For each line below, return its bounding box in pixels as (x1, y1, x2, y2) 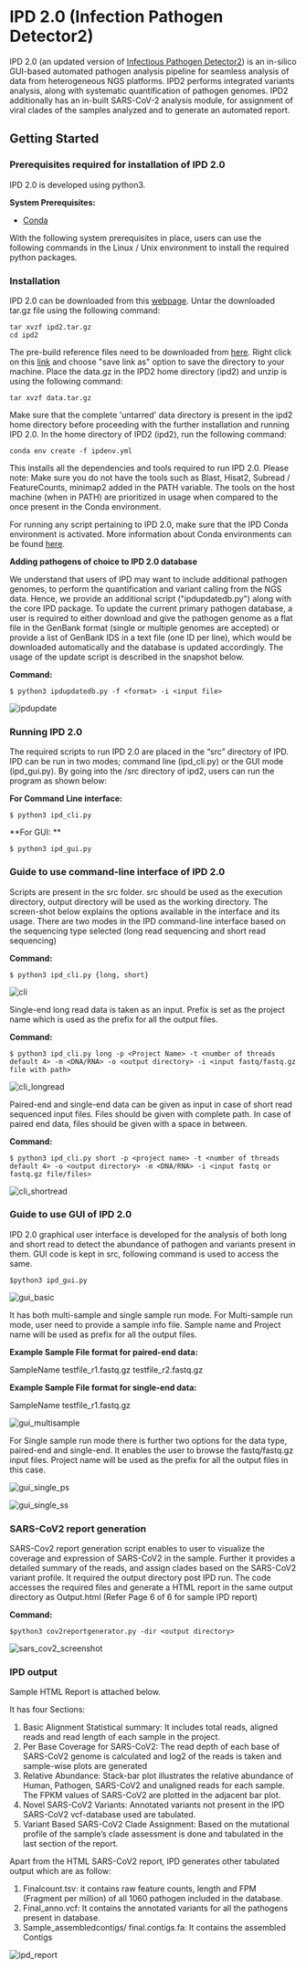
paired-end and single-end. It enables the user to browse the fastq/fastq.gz (9, 1445, 294, 1456)
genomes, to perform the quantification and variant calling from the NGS (9, 583, 282, 595)
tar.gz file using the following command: (9, 304, 161, 316)
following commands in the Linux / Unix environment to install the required (9, 242, 290, 253)
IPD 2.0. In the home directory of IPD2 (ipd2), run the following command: (9, 428, 287, 439)
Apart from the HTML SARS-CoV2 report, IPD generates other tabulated (9, 1856, 280, 1867)
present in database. (22, 1912, 100, 1923)
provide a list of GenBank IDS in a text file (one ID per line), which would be (9, 632, 292, 643)
